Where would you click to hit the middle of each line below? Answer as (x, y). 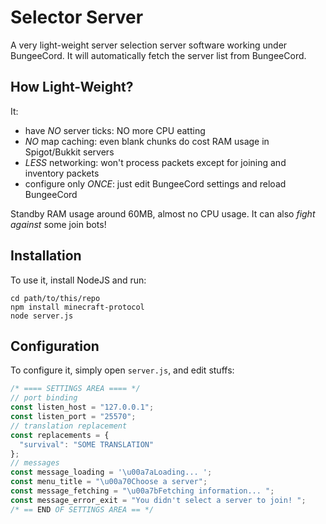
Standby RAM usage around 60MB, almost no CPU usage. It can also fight (163, 213)
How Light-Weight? (72, 87)
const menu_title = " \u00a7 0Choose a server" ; (109, 482)
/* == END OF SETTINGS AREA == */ (82, 509)
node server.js (42, 316)
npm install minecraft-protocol (77, 307)
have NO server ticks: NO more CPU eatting (115, 130)
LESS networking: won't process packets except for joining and (155, 162)
